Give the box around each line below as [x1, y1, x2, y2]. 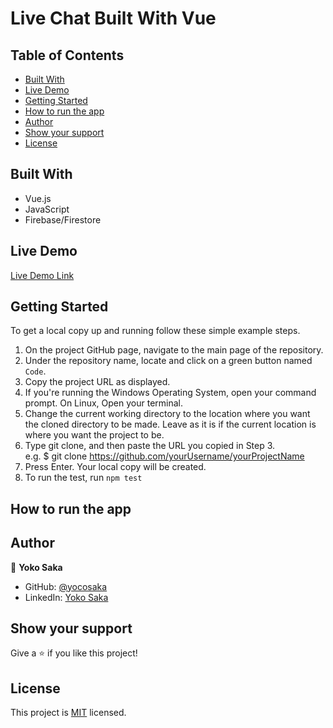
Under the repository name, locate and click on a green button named [24, 355, 313, 367]
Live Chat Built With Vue [10, 7, 217, 30]
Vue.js [24, 192, 52, 204]
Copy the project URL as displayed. [24, 376, 171, 388]
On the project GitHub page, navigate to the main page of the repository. [24, 344, 324, 356]
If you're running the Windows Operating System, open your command [24, 387, 317, 399]
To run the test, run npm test [24, 472, 143, 484]
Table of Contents [10, 47, 125, 64]
